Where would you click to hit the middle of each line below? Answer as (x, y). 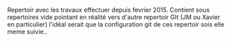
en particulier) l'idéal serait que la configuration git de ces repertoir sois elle (116, 24)
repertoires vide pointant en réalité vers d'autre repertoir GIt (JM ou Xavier (114, 17)
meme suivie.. (27, 31)
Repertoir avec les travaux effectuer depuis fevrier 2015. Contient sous (109, 10)
